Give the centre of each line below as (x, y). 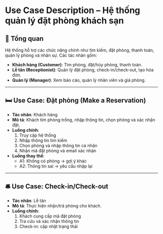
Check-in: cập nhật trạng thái (49, 226)
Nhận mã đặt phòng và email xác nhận (58, 151)
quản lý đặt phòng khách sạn (65, 21)
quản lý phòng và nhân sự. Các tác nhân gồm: (51, 55)
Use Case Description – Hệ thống (73, 10)
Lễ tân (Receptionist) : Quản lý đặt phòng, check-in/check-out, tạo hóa (83, 70)
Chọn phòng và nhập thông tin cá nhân (58, 145)
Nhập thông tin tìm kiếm (43, 140)
